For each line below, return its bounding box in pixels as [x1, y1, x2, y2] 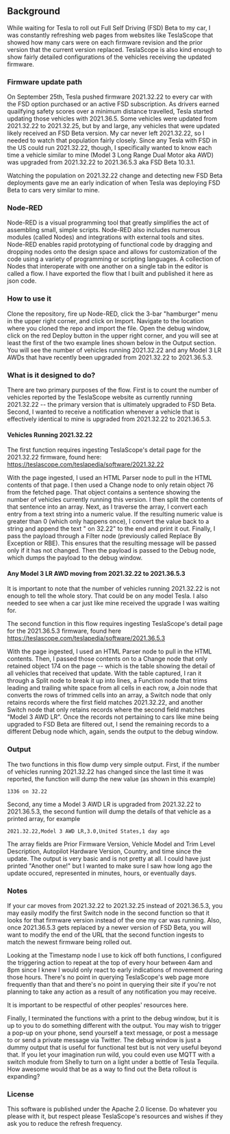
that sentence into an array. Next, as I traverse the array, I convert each [7, 503, 208, 511]
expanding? [7, 1072, 40, 1081]
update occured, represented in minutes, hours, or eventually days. [7, 869, 196, 877]
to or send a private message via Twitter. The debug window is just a [7, 1036, 201, 1044]
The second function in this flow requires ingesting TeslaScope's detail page [7, 620, 223, 628]
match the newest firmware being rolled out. [7, 938, 132, 946]
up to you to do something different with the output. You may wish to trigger [7, 1022, 221, 1029]
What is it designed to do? [7, 370, 96, 379]
